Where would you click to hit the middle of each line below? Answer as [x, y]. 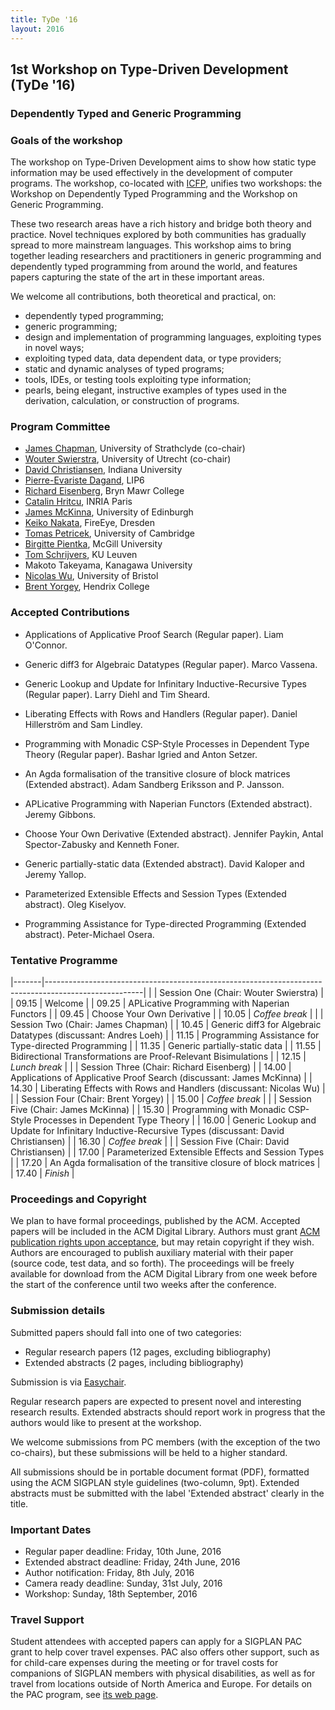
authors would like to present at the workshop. [106, 1422]
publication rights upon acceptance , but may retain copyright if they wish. [162, 1242]
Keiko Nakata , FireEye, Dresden [90, 523]
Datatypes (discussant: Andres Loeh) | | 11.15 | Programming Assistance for [165, 1035]
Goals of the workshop [66, 140]
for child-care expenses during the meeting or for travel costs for [144, 1663]
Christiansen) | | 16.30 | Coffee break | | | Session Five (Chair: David [150, 1141]
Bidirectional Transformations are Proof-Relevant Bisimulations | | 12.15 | [158, 1056]
